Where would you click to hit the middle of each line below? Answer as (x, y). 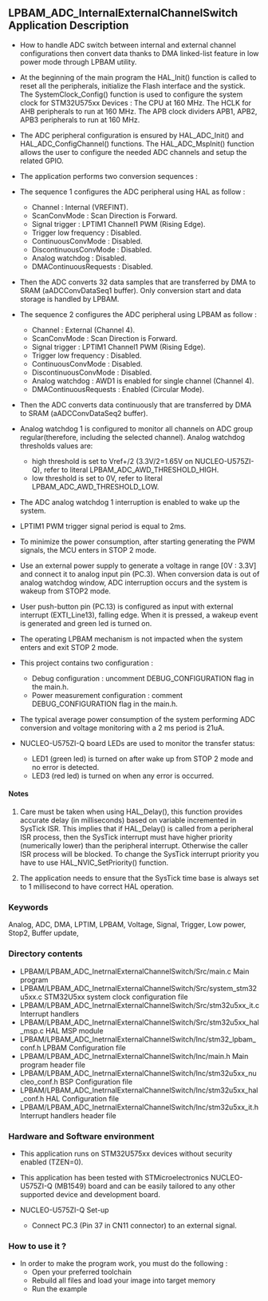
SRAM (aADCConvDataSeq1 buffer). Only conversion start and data (130, 290)
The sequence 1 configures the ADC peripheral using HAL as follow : (132, 192)
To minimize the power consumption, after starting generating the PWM (137, 541)
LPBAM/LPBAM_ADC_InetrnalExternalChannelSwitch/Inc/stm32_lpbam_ (138, 1039)
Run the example (59, 1289)
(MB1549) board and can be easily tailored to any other (145, 1186)
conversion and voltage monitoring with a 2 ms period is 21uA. (122, 728)
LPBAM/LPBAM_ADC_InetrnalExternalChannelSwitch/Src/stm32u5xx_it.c (140, 1005)
